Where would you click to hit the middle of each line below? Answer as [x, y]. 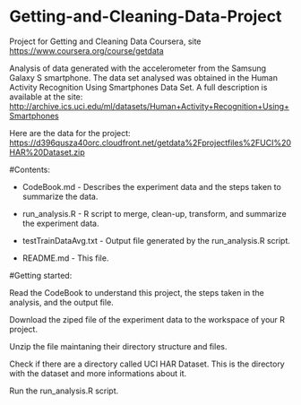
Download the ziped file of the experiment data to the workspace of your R [147, 319]
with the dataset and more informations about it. [98, 373]
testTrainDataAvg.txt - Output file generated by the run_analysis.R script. [156, 240]
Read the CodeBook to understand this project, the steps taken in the [137, 292]
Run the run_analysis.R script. [64, 391]
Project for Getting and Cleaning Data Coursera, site [105, 41]
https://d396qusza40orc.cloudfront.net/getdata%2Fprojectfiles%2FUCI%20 [150, 142]
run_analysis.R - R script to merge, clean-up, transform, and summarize [154, 213]
